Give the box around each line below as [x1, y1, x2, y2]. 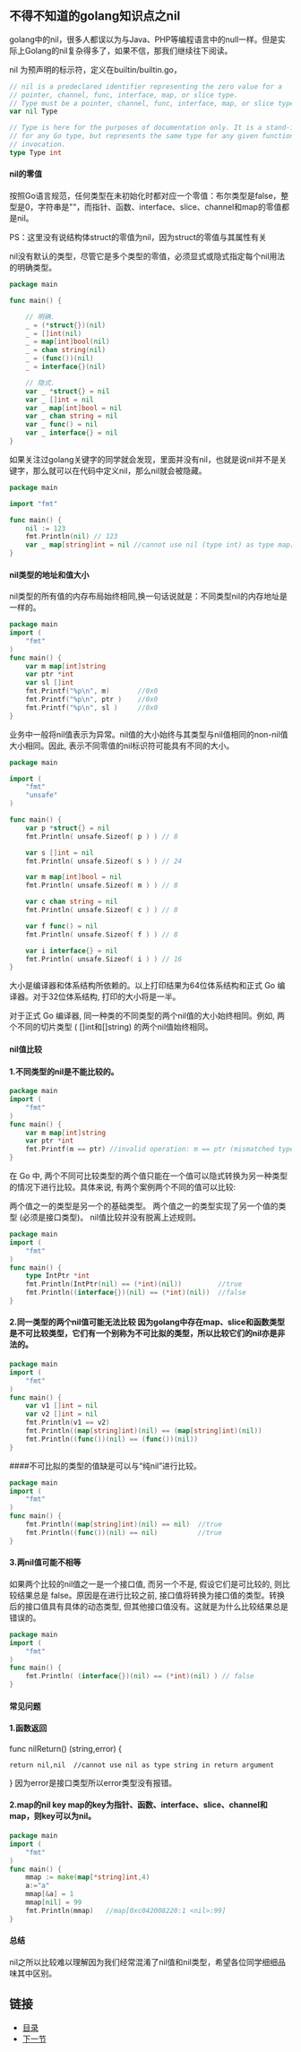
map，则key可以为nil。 [9, 1811, 97, 1822]
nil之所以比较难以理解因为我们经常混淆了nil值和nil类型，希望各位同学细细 [9, 1956, 279, 1967]
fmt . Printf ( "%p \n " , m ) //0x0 [25, 686, 159, 696]
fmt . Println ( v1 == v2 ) [25, 1418, 110, 1427]
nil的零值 [9, 168, 43, 179]
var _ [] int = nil [25, 395, 94, 404]
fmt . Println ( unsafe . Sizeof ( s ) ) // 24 [25, 857, 182, 866]
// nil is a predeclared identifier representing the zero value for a [9, 82, 282, 91]
